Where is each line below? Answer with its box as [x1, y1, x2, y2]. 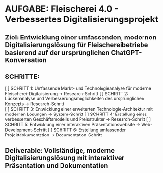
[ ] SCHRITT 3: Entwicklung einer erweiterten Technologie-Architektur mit [5, 106, 153, 112]
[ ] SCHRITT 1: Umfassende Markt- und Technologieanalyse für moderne [5, 85, 151, 91]
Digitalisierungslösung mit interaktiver [5, 154, 125, 162]
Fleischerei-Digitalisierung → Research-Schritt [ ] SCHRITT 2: [5, 91, 128, 96]
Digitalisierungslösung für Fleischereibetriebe [5, 40, 148, 49]
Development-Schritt [5, 127, 47, 133]
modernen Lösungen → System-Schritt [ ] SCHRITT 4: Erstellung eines [5, 111, 147, 117]
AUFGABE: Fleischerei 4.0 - [5, 3, 119, 15]
